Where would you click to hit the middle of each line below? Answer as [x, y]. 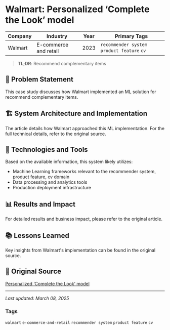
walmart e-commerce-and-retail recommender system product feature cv [79, 323]
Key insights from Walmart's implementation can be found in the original [80, 250]
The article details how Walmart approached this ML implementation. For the [85, 128]
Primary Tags [131, 36]
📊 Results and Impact [40, 204]
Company [20, 36]
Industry [57, 36]
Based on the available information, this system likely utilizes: [69, 162]
